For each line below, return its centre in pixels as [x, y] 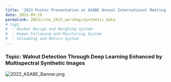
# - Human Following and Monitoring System [54, 34]
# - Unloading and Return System [42, 39]
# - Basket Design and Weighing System [49, 29]
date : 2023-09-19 [24, 15]
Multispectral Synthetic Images [45, 63]
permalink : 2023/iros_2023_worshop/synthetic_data [60, 19]
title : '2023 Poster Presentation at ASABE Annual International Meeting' [87, 10]
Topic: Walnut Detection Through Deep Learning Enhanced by [84, 56]
